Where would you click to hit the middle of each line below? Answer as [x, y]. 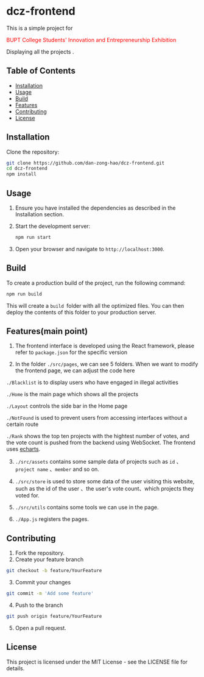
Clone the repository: [33, 152]
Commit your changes [43, 583]
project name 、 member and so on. [57, 469]
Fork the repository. [40, 553]
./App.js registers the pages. [52, 519]
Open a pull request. [41, 628]
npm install [21, 174]
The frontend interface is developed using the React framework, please [105, 346]
